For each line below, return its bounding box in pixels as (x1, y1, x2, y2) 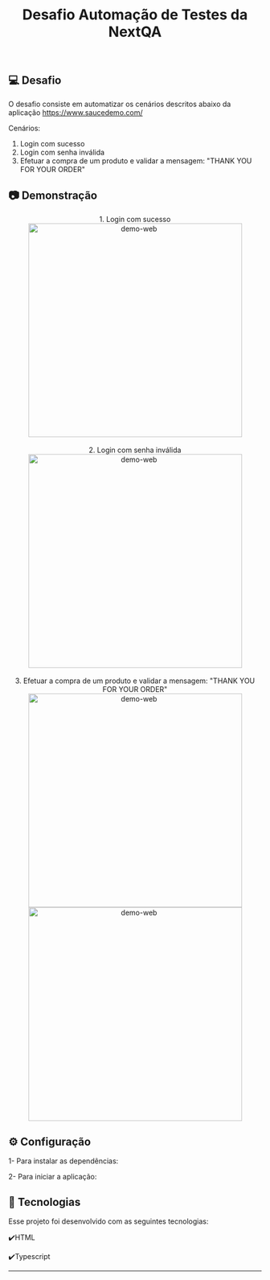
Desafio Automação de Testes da (22, 6, 248, 24)
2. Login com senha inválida (88, 445, 182, 455)
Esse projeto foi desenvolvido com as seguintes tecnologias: (8, 1216, 209, 1226)
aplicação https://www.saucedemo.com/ (8, 107, 143, 117)
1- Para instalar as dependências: (8, 1156, 119, 1166)
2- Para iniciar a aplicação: (8, 1172, 97, 1182)
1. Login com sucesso (99, 214, 171, 224)
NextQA (108, 23, 162, 41)
